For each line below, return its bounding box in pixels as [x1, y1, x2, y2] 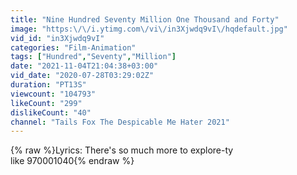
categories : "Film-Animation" [10, 42, 137, 53]
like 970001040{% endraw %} [10, 155, 135, 167]
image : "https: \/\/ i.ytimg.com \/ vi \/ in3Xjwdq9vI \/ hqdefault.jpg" [10, 24, 288, 34]
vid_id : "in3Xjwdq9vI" [10, 33, 105, 43]
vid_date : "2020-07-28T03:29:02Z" [10, 71, 155, 81]
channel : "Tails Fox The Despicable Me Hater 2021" [10, 117, 230, 127]
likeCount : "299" [10, 98, 83, 108]
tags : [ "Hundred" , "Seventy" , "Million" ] [10, 52, 177, 62]
